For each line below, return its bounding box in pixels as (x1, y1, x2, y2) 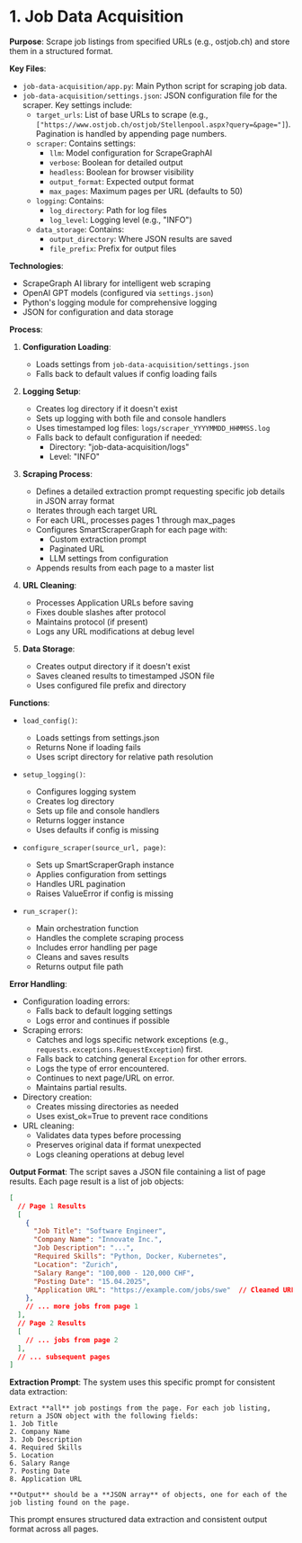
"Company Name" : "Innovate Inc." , (32, 1235, 164, 1244)
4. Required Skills (9, 1443, 83, 1452)
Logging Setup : (22, 385, 81, 397)
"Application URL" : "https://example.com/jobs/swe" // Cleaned (32, 1285, 280, 1295)
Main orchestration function (35, 922, 139, 933)
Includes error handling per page (35, 942, 158, 953)
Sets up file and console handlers (35, 805, 160, 816)
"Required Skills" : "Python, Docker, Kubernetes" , (32, 1252, 227, 1261)
